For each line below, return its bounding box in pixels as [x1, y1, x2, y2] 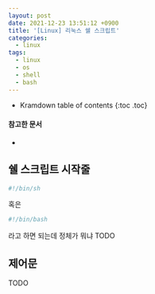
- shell [15, 71, 41, 79]
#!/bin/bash [8, 216, 48, 224]
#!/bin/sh [8, 184, 41, 192]
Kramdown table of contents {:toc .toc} [19, 100, 148, 110]
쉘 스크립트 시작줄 [8, 163, 91, 176]
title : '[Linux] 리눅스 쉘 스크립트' [8, 26, 120, 34]
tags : [8, 49, 26, 57]
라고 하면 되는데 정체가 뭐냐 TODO [8, 231, 115, 241]
